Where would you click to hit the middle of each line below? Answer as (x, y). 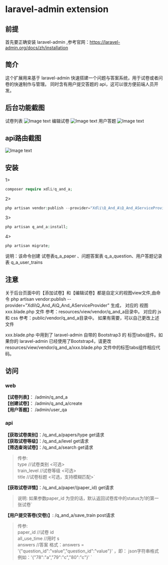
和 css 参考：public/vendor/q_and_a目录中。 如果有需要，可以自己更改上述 (82, 318)
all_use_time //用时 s (38, 538)
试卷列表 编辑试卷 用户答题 (61, 121)
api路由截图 (23, 138)
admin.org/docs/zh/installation (37, 48)
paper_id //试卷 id (35, 532)
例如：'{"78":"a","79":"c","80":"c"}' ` (55, 557)
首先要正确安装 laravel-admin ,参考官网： (47, 42)
